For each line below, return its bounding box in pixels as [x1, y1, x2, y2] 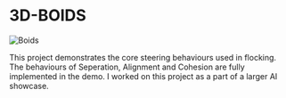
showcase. [9, 80, 49, 91]
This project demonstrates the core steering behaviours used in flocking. [9, 52, 277, 62]
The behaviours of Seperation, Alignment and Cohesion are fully [9, 61, 245, 72]
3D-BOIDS [9, 5, 86, 26]
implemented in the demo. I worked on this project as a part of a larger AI [9, 70, 278, 81]
